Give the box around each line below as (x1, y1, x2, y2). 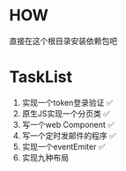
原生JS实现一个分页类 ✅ (21, 108, 110, 119)
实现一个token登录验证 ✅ (21, 97, 114, 108)
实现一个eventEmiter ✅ (21, 141, 106, 152)
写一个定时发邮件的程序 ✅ (21, 130, 116, 141)
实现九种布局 (21, 152, 69, 163)
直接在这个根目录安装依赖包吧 (9, 35, 117, 46)
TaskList (9, 67, 73, 87)
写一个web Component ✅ (21, 119, 115, 130)
